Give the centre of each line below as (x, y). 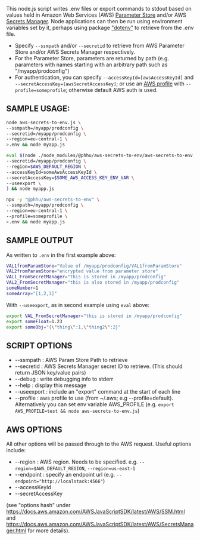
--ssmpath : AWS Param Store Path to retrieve (71, 360)
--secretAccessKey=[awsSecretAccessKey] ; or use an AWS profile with (99, 84)
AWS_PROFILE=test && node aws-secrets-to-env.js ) (77, 411)
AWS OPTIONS (34, 429)
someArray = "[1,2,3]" (32, 293)
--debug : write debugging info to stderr (64, 379)
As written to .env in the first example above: (61, 255)
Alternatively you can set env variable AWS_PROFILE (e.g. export (94, 404)
